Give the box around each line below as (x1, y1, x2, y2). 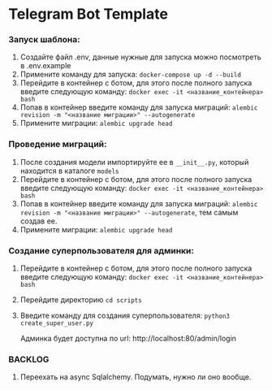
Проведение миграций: (8, 139, 107, 150)
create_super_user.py (19, 319, 93, 327)
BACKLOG (8, 354, 50, 365)
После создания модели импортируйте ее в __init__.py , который (19, 157, 249, 167)
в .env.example (19, 61, 71, 71)
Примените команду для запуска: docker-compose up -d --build (19, 70, 242, 80)
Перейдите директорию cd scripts (19, 295, 142, 305)
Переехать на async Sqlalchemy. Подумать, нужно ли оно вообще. (19, 372, 252, 382)
